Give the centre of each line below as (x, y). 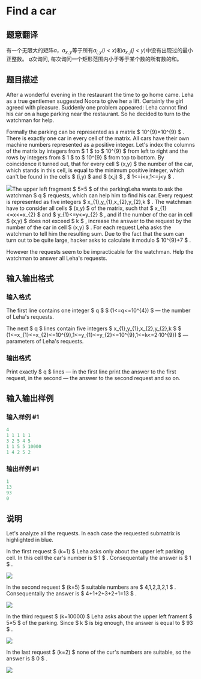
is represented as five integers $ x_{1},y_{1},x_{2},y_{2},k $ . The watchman (99, 201)
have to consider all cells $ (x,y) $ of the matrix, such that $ (80, 208)
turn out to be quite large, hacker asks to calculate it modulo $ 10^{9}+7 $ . (98, 240)
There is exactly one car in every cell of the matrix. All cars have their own (98, 138)
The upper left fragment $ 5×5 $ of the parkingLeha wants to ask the (97, 189)
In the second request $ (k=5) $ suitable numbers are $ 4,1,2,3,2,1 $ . (91, 587)
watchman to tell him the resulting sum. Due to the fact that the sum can (95, 233)
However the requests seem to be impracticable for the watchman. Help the (100, 251)
